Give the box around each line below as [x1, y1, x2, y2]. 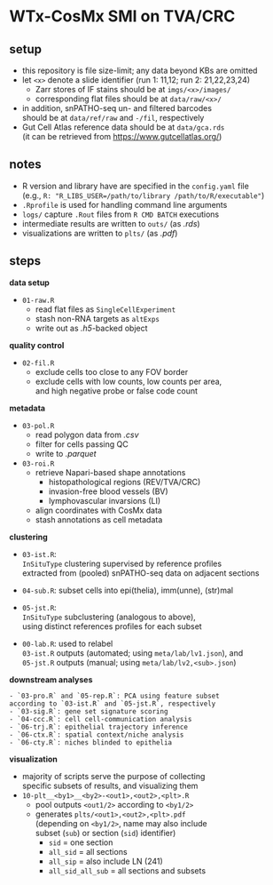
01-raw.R [21, 296, 55, 305]
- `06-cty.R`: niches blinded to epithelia [9, 737, 173, 747]
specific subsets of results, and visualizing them [21, 780, 199, 791]
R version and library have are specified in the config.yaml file [21, 180, 250, 191]
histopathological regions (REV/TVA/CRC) [48, 476, 201, 487]
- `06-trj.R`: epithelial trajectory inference [9, 722, 189, 731]
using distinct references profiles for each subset [21, 620, 202, 632]
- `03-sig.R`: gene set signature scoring [9, 706, 168, 716]
